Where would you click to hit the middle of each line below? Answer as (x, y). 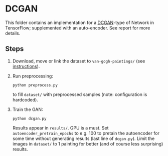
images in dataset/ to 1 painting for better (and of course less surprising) (88, 143)
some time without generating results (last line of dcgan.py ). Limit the (83, 138)
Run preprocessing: (33, 76)
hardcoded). (25, 99)
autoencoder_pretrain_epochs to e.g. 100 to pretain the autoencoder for (86, 133)
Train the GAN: (28, 109)
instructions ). (26, 66)
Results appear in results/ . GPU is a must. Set (60, 127)
